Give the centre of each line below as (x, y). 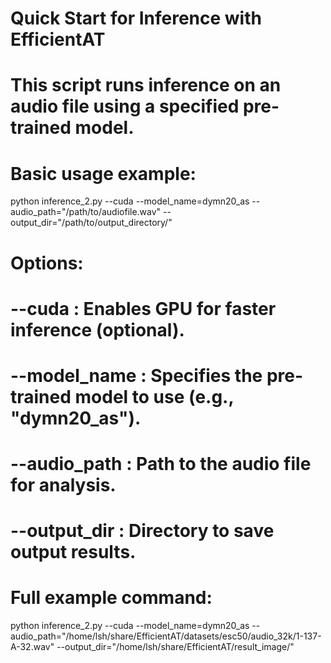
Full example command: (111, 598)
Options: (47, 263)
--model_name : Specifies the (136, 375)
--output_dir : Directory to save (142, 531)
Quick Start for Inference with (136, 18)
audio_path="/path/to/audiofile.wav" (86, 212)
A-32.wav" (32, 647)
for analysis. (63, 485)
